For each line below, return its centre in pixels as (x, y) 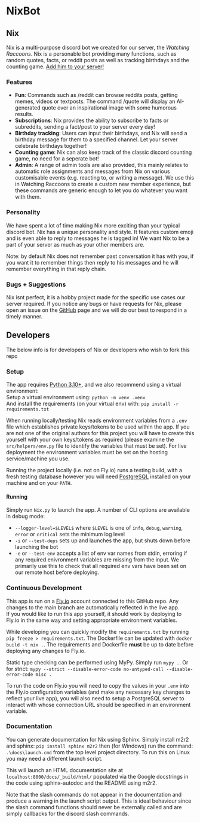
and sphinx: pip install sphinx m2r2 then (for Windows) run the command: (99, 746)
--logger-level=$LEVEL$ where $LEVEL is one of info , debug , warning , (99, 528)
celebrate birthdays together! (51, 146)
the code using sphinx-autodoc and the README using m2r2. (81, 783)
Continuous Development (44, 588)
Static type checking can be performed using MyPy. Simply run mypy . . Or (97, 662)
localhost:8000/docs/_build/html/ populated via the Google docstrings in (98, 776)
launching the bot (36, 547)
